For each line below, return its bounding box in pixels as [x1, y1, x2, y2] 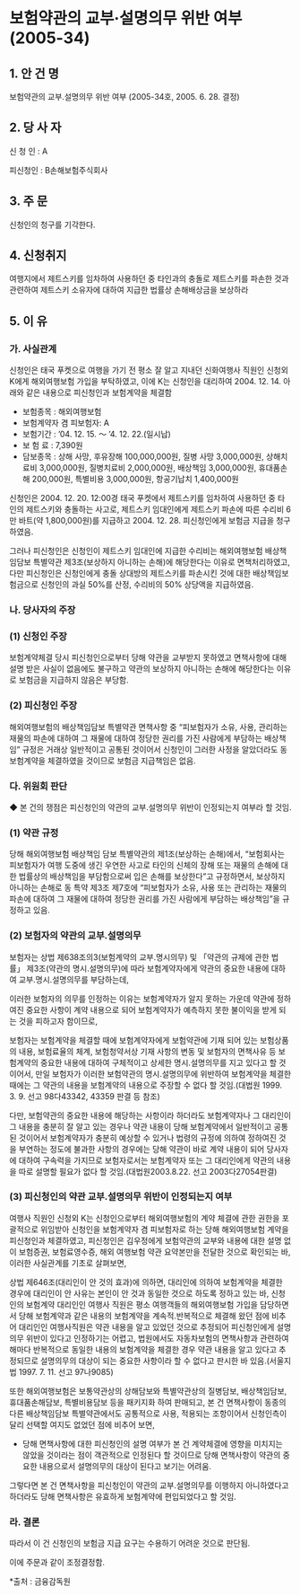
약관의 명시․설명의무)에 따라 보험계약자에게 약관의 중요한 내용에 [48, 963, 270, 974]
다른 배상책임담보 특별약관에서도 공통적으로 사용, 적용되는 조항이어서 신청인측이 [9, 1407, 287, 1419]
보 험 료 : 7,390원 [21, 440, 83, 451]
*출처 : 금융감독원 [9, 1576, 72, 1587]
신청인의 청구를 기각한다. [9, 219, 96, 230]
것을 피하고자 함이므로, [18, 1016, 99, 1027]
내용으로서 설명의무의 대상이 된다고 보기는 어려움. [39, 1460, 212, 1471]
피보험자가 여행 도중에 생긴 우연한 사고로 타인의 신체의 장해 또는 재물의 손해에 [9, 859, 279, 871]
